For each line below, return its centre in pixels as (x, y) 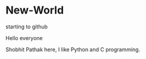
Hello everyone (24, 38)
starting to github (27, 27)
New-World (35, 10)
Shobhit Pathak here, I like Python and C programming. (73, 49)
